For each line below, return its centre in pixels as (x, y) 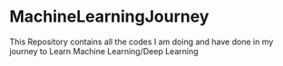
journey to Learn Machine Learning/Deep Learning (104, 51)
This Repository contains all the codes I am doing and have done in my (141, 42)
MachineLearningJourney (109, 17)
